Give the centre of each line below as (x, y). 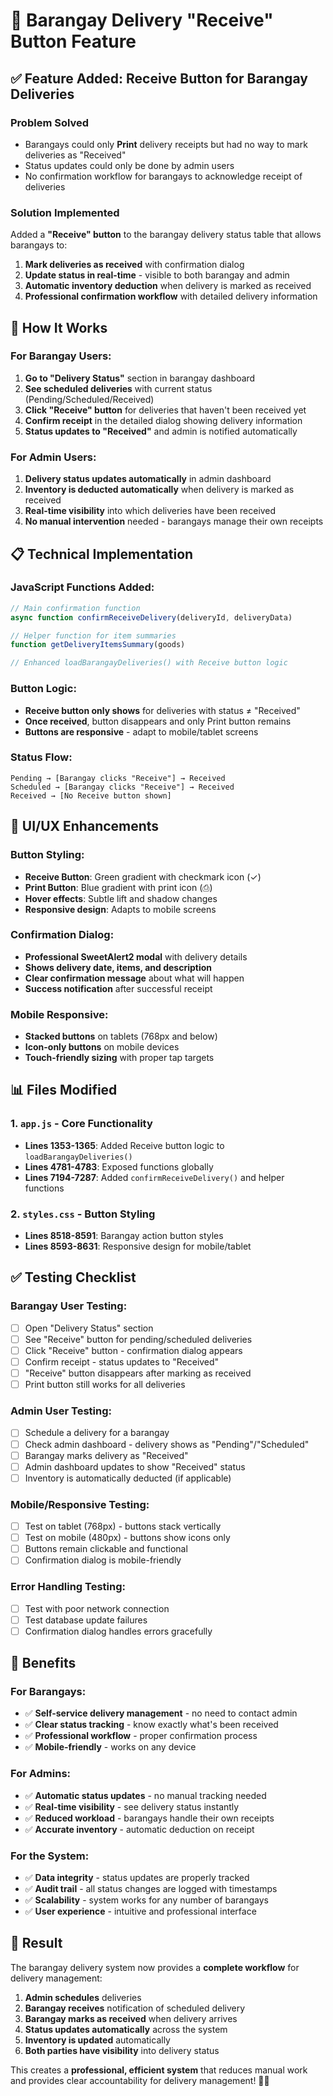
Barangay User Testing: (69, 1306)
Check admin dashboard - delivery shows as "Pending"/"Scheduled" (167, 1444)
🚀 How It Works (59, 327)
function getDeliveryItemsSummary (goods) (98, 645)
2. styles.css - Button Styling (83, 1214)
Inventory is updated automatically (97, 2040)
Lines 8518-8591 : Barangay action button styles (124, 1236)
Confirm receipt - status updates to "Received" (122, 1361)
